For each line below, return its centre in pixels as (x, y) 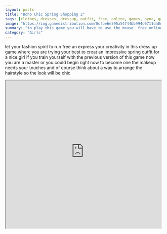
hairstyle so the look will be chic (38, 73)
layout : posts (20, 10)
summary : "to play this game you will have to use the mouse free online (84, 28)
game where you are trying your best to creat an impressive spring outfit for (82, 52)
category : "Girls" (24, 33)
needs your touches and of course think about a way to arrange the (74, 68)
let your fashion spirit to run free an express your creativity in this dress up (81, 47)
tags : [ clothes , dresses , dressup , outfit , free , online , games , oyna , (81, 19)
